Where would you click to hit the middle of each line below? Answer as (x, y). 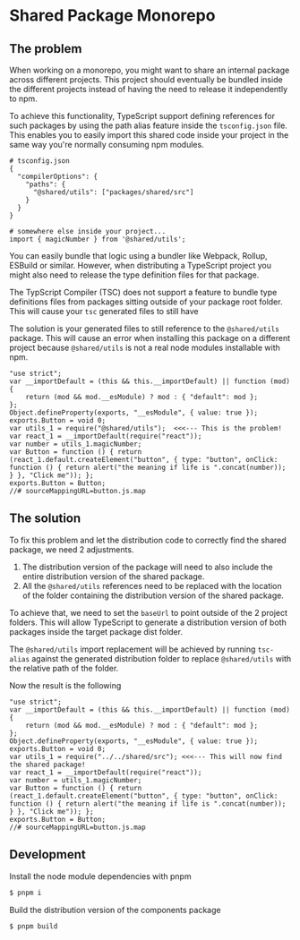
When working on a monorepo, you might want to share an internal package (150, 70)
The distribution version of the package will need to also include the (147, 567)
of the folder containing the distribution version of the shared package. (153, 595)
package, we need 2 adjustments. (72, 549)
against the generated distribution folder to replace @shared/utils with (161, 658)
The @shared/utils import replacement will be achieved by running (133, 649)
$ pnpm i (26, 893)
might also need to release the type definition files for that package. (134, 275)
